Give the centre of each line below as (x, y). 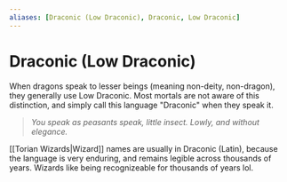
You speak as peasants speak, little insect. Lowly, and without (145, 122)
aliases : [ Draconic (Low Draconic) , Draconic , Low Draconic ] (125, 17)
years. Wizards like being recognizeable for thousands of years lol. (132, 167)
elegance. (49, 131)
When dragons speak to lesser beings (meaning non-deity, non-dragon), (142, 86)
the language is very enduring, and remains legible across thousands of (140, 158)
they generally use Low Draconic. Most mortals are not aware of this (134, 95)
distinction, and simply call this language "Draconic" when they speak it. (141, 105)
